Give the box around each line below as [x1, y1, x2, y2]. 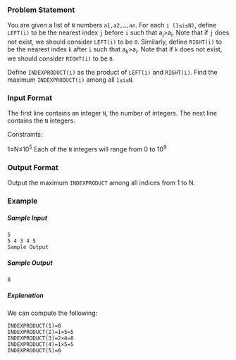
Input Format [7, 93, 53, 103]
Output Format [7, 162, 58, 172]
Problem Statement [7, 5, 75, 15]
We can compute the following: [7, 309, 98, 317]
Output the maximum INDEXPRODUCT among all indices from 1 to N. [7, 178, 196, 187]
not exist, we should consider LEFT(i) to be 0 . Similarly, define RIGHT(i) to [7, 37, 222, 46]
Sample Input [7, 213, 48, 222]
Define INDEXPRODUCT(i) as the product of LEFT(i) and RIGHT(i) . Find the [7, 68, 218, 76]
